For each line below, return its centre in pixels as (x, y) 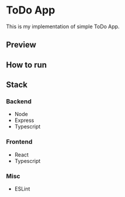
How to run (27, 65)
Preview (21, 45)
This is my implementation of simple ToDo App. (63, 26)
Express (24, 120)
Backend (19, 101)
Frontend (19, 142)
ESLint (22, 189)
